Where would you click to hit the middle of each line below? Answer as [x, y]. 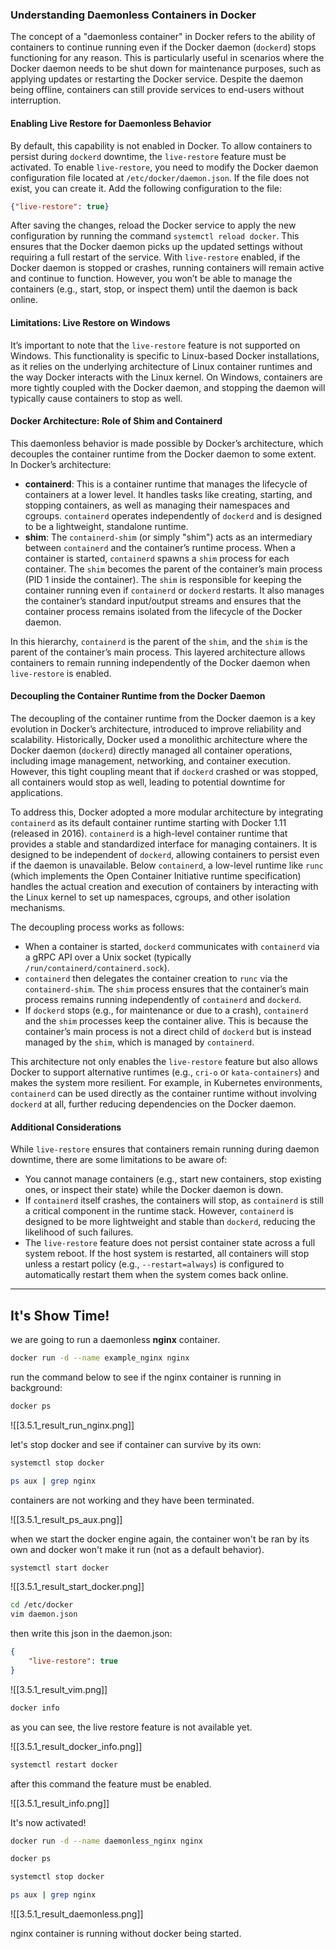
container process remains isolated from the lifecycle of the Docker [163, 611]
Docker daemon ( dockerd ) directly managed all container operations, [151, 750]
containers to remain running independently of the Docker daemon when [160, 662]
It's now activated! [48, 1822]
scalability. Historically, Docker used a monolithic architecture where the [159, 739]
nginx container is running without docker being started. [126, 1933]
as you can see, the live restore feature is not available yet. [131, 1727]
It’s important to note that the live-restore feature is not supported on [155, 345]
